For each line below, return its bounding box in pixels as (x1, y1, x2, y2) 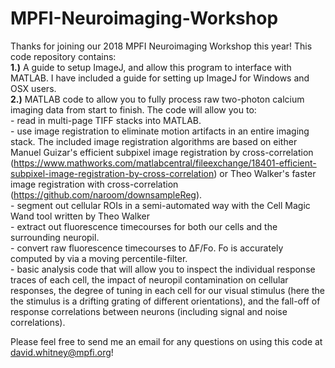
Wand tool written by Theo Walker (10, 210, 150, 222)
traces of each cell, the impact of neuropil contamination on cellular (10, 273, 289, 286)
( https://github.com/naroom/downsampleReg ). (10, 188, 203, 201)
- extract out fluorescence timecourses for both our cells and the (10, 220, 278, 232)
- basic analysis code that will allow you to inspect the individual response (10, 263, 316, 275)
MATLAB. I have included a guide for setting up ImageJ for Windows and (10, 72, 310, 84)
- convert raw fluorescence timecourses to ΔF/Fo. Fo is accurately (10, 242, 284, 254)
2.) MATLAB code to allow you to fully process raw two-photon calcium (10, 93, 305, 105)
